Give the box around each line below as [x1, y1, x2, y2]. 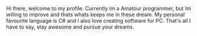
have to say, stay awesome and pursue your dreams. [6, 23, 134, 30]
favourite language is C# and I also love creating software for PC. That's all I [6, 17, 191, 24]
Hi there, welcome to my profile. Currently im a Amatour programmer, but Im [6, 5, 192, 12]
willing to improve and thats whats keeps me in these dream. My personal [6, 11, 185, 18]
